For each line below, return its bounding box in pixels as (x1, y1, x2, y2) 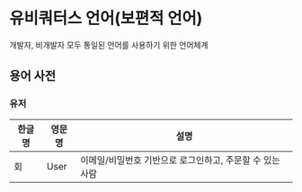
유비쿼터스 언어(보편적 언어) (9, 8, 203, 29)
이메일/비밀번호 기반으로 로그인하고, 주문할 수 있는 (80, 153, 280, 166)
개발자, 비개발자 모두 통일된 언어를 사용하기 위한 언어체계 (9, 39, 209, 50)
